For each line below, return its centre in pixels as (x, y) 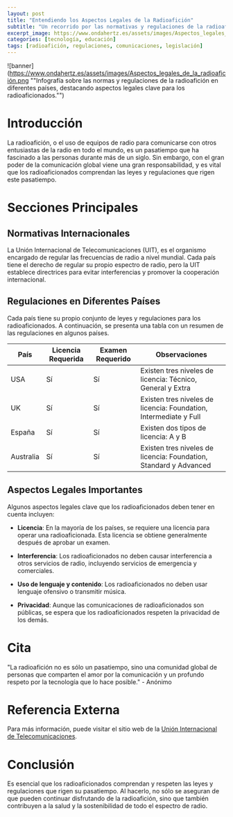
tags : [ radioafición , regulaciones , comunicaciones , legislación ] (105, 46)
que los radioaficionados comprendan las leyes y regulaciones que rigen (111, 172)
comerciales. (35, 570)
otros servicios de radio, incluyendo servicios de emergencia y (107, 563)
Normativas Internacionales (69, 233)
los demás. (33, 620)
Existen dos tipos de (173, 428)
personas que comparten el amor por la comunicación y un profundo (106, 674)
